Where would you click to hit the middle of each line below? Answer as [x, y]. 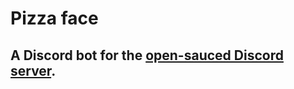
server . [33, 70]
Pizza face [54, 18]
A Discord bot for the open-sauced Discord [147, 55]
